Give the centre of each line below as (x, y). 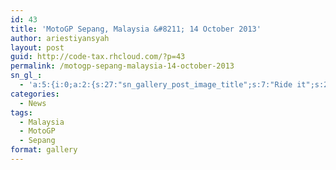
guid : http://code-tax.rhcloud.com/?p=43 (98, 57)
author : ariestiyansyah (60, 38)
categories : (35, 94)
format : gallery (44, 150)
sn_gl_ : (26, 76)
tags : (21, 112)
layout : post (37, 47)
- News (33, 103)
